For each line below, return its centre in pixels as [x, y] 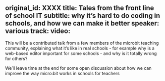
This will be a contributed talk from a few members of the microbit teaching [82, 43]
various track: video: [38, 31]
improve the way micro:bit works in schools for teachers [62, 73]
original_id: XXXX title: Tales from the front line [80, 8]
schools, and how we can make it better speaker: [82, 23]
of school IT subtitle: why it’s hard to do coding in [82, 16]
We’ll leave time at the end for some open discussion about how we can [79, 68]
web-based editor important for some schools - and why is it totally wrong [81, 53]
